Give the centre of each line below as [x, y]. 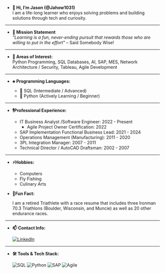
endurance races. [30, 213]
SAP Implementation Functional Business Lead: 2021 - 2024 [80, 132]
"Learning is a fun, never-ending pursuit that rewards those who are [81, 37]
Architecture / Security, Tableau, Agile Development [65, 67]
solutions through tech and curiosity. [49, 18]
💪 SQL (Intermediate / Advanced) [53, 91]
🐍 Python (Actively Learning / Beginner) [60, 96]
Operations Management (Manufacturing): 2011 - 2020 [75, 137]
